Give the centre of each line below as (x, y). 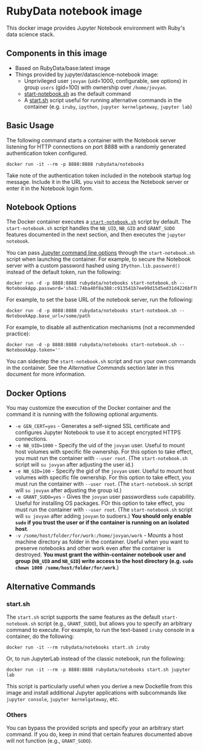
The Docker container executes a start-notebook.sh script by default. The (99, 222)
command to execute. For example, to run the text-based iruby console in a (100, 630)
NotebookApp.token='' (34, 350)
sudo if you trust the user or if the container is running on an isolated (102, 522)
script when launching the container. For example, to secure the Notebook (99, 259)
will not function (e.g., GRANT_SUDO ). (49, 741)
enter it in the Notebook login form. (50, 188)
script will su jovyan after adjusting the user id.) (74, 465)
